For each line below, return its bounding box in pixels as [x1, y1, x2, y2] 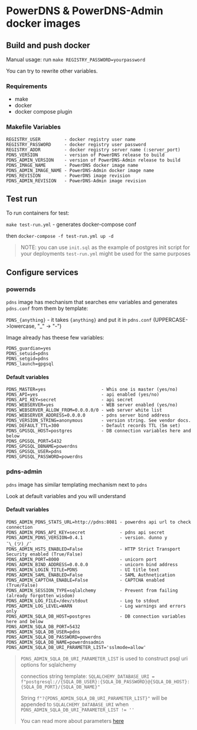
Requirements [6, 82, 48, 90]
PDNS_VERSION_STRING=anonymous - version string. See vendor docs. [6, 418, 192, 424]
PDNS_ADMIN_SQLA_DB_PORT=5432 [6, 624, 81, 629]
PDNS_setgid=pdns [6, 356, 49, 362]
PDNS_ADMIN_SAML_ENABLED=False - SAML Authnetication [6, 572, 176, 578]
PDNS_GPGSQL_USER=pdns [6, 448, 62, 455]
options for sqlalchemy [20, 661, 77, 668]
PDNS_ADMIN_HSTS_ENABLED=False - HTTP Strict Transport [6, 546, 181, 552]
